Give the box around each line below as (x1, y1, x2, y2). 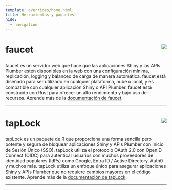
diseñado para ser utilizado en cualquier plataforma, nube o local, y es (5, 78, 154, 85)
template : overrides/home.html (5, 7, 72, 13)
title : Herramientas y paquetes (5, 12, 74, 17)
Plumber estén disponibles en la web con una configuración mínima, (5, 68, 149, 74)
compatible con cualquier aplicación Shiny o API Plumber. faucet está (5, 84, 152, 90)
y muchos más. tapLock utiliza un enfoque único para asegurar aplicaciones (5, 163, 166, 170)
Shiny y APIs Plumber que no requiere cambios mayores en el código (5, 168, 151, 175)
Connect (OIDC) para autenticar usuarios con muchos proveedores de (5, 152, 154, 159)
